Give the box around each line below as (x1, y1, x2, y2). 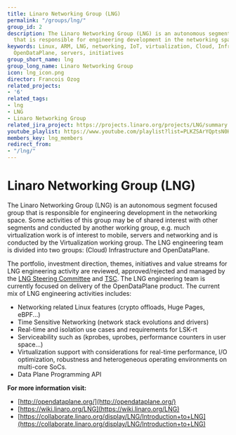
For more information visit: (7, 384, 87, 392)
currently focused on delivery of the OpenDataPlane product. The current (7, 282, 220, 290)
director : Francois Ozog (7, 75, 80, 83)
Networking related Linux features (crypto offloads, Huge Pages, (17, 303, 205, 311)
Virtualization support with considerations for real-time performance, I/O (17, 347, 228, 356)
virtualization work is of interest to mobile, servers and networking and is (7, 231, 218, 239)
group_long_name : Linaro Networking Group (7, 63, 133, 70)
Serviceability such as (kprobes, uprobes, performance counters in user (17, 332, 226, 341)
